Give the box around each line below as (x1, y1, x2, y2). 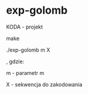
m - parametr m (6, 69, 44, 76)
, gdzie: (6, 58, 25, 65)
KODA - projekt (6, 23, 43, 30)
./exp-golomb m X (6, 46, 50, 54)
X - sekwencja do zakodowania (6, 81, 83, 88)
